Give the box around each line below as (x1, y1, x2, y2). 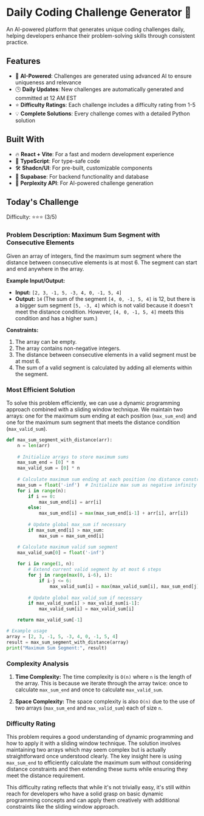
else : (28, 504, 42, 511)
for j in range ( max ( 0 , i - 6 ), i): (28, 572, 113, 578)
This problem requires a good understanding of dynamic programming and (6, 733, 194, 741)
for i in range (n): (17, 487, 67, 494)
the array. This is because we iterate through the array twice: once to (15, 679, 188, 687)
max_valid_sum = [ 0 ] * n (17, 465, 80, 471)
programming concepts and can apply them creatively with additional (6, 797, 180, 804)
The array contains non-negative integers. (15, 345, 121, 352)
